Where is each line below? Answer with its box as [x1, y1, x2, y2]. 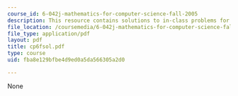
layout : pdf [7, 37, 42, 44]
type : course [7, 50, 46, 57]
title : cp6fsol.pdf [7, 43, 65, 50]
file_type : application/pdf [7, 30, 91, 37]
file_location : [7, 23, 52, 30]
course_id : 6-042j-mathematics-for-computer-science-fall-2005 [7, 10, 198, 18]
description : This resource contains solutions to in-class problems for [7, 17, 230, 24]
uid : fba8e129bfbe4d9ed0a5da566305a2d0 [7, 56, 125, 64]
